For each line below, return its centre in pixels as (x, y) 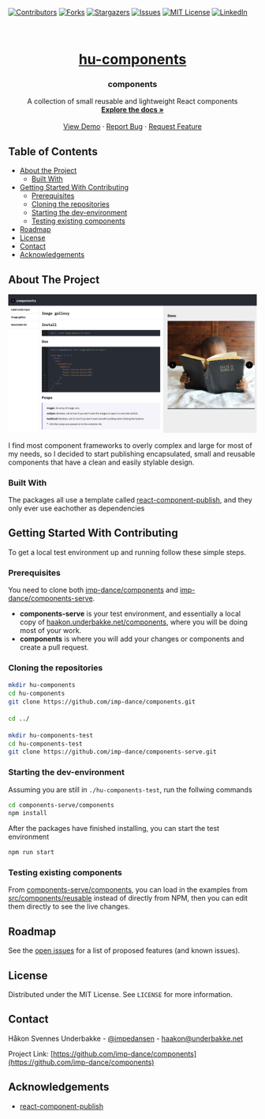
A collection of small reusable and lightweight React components (132, 101)
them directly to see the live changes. (69, 907)
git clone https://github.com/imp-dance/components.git (102, 702)
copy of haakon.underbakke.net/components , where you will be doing (134, 622)
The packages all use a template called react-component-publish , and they (130, 499)
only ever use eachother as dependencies (77, 508)
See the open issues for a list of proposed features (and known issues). (124, 950)
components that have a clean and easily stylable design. (101, 462)
